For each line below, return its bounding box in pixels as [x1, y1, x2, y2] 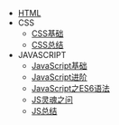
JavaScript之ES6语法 [31, 83, 110, 93]
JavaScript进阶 [31, 72, 87, 82]
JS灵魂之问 [31, 94, 74, 105]
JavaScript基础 [31, 61, 87, 71]
